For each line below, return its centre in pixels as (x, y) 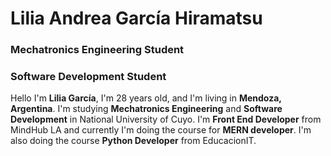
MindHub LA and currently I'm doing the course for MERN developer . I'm (161, 130)
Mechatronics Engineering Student (97, 50)
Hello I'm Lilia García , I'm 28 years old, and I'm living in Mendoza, (146, 98)
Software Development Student (88, 77)
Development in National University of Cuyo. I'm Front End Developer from (166, 119)
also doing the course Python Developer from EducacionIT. (133, 141)
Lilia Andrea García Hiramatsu (136, 18)
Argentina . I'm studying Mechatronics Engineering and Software (146, 109)
